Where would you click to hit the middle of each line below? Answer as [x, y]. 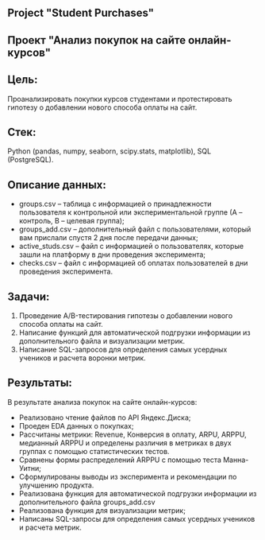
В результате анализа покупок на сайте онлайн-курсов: [102, 402]
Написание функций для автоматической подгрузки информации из [134, 332]
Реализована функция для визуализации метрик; [102, 510]
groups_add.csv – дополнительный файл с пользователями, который [135, 229]
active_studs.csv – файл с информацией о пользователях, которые [131, 247]
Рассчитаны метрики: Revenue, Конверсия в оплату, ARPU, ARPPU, [132, 434]
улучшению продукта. [56, 485]
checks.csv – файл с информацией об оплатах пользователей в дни [133, 263]
